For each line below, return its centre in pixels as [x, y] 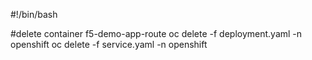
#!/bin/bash [34, 14]
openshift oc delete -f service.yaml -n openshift [109, 44]
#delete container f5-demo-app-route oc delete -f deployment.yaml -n [156, 33]
